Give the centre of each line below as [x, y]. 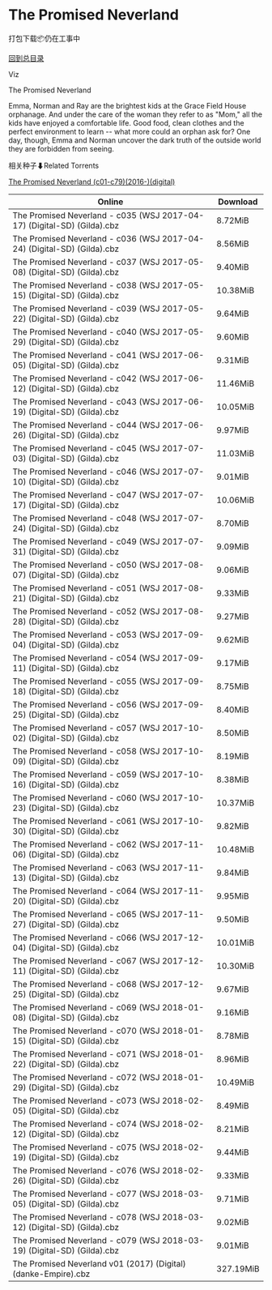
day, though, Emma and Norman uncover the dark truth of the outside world [135, 140]
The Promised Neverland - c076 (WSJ [86, 1170]
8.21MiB [233, 1129]
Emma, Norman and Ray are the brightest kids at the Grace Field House [127, 105]
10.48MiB [236, 849]
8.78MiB [233, 1036]
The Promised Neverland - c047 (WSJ [86, 494]
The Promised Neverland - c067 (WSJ [86, 960]
